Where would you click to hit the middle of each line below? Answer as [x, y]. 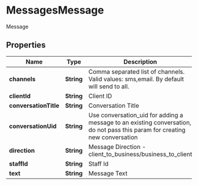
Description [140, 61]
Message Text [108, 173]
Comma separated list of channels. [136, 71]
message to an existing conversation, [140, 123]
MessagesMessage [55, 10]
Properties [26, 45]
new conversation [113, 137]
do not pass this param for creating [137, 130]
